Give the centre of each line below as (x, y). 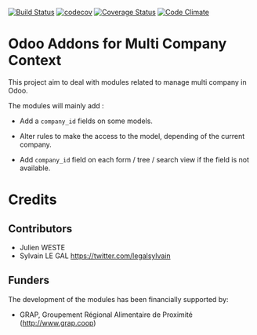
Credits (33, 200)
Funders (29, 280)
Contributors (40, 229)
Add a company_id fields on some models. (86, 121)
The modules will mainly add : (56, 105)
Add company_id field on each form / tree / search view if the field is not (134, 159)
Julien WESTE (42, 247)
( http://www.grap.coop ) (58, 322)
